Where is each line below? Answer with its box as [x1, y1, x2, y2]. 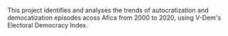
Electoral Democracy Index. [7, 21, 88, 29]
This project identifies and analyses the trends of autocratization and [7, 6, 209, 14]
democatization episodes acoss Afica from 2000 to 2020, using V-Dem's [7, 13, 222, 22]
